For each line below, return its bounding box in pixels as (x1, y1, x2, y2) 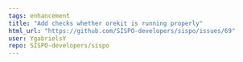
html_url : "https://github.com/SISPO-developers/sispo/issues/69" (8, 27, 236, 35)
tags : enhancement (8, 11, 70, 20)
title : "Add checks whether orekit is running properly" (8, 19, 204, 27)
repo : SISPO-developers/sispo (8, 42, 110, 50)
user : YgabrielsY (8, 34, 67, 43)
